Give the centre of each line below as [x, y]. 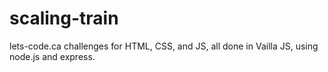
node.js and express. [52, 56]
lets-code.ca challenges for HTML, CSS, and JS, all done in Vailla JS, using [164, 46]
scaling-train [64, 18]
